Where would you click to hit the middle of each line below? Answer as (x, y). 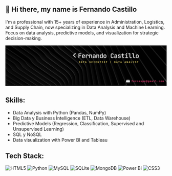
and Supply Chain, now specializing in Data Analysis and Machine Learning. (85, 27)
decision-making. (24, 38)
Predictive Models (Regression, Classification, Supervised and (78, 123)
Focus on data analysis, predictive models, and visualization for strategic (82, 33)
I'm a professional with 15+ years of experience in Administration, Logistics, (85, 22)
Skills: (15, 100)
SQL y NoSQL (27, 134)
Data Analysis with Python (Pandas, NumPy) (59, 112)
